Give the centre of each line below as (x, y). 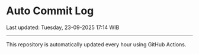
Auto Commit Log (50, 11)
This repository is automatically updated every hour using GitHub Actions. (96, 44)
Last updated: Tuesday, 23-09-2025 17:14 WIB (63, 27)
